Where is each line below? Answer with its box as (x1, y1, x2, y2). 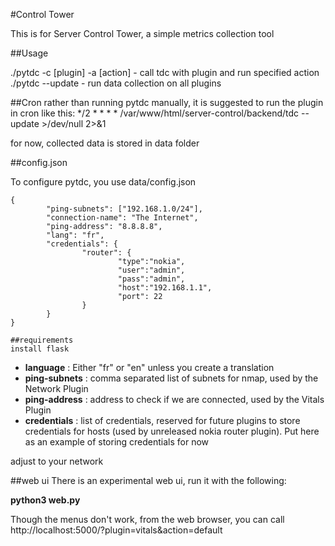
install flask (10, 344, 70, 354)
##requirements (10, 335, 74, 345)
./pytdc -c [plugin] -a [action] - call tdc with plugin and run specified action (10, 67, 320, 78)
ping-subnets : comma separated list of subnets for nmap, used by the (24, 372, 319, 384)
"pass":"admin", (117, 274, 186, 284)
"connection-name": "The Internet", (46, 213, 199, 223)
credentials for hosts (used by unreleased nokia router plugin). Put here (24, 425, 320, 437)
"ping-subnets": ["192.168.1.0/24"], (46, 204, 203, 214)
